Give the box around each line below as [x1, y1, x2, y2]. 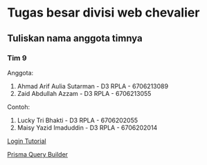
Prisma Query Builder [7, 150, 68, 158]
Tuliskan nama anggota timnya [7, 32, 143, 44]
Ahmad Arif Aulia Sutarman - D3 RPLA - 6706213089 [17, 81, 168, 90]
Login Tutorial [7, 137, 46, 145]
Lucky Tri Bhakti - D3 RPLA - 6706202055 [17, 116, 138, 124]
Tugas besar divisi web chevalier [7, 5, 200, 21]
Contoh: [7, 102, 30, 111]
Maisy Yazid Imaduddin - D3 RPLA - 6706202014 [17, 123, 158, 132]
